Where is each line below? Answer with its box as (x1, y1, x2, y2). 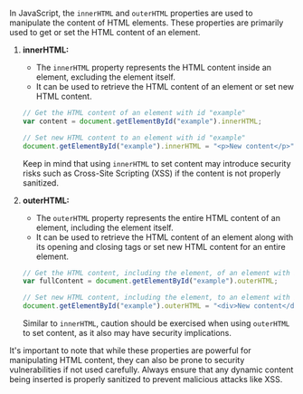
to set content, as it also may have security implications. (22, 328, 232, 338)
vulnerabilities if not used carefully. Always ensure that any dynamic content (9, 364, 294, 375)
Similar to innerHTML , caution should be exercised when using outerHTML (22, 318, 290, 329)
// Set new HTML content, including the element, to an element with (22, 293, 291, 303)
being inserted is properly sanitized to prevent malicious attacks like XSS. (9, 374, 283, 384)
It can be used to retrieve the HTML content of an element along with (35, 231, 294, 243)
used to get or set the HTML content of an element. (9, 27, 201, 37)
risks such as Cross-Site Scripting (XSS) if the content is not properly (22, 168, 281, 178)
